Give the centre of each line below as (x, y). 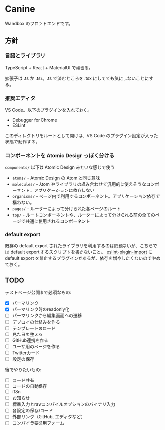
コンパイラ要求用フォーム (38, 423)
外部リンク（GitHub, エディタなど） (49, 417)
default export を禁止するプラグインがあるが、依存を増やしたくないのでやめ (83, 258)
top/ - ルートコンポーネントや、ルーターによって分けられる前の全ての (84, 215)
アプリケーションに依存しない (64, 190)
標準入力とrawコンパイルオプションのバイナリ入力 (64, 404)
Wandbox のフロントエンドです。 (39, 23)
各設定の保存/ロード (33, 410)
